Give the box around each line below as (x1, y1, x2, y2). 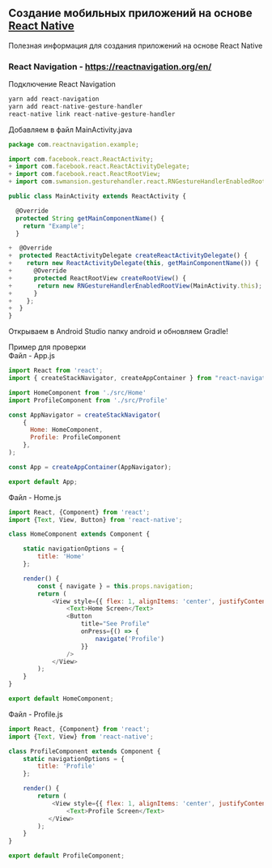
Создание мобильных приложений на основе (8, 6, 253, 20)
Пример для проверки (8, 342, 87, 352)
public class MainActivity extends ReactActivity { (8, 192, 186, 201)
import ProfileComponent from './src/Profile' (8, 396, 168, 404)
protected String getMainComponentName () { (15, 214, 164, 222)
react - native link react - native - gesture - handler (8, 109, 176, 118)
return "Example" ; (23, 222, 85, 230)
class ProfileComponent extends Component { (8, 747, 161, 755)
